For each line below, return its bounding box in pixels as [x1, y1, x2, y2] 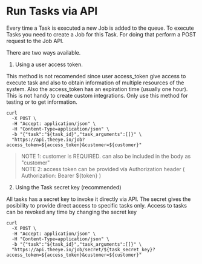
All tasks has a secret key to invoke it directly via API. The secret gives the [6, 195, 191, 203]
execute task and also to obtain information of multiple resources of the [6, 79, 184, 86]
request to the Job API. [6, 37, 64, 44]
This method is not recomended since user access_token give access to [6, 72, 186, 80]
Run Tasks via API [6, 4, 98, 18]
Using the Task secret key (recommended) [15, 183, 122, 191]
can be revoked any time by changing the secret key [6, 208, 137, 215]
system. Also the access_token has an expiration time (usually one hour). [6, 85, 188, 92]
